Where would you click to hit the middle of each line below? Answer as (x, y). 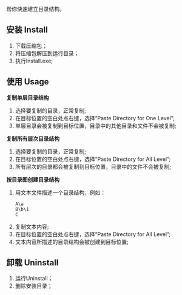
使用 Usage (28, 82)
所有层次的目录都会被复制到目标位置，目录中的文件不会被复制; (93, 166)
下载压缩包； (31, 46)
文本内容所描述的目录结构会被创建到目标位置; (72, 242)
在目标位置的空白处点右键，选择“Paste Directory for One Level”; (95, 118)
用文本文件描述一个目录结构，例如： (60, 192)
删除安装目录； (34, 286)
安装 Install (27, 30)
